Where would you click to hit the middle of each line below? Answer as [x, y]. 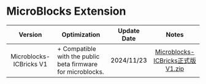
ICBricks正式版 [174, 61]
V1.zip [175, 69]
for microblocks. [81, 72]
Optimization [81, 34]
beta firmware [78, 64]
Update [129, 31]
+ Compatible [77, 48]
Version [30, 34]
